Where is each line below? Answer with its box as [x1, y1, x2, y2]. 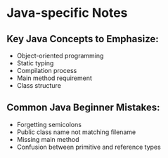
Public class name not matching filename [16, 128, 136, 136]
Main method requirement [16, 74, 93, 82]
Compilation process [16, 67, 77, 74]
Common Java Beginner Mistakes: [6, 102, 160, 114]
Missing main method [16, 135, 79, 143]
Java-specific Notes [6, 5, 128, 21]
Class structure [16, 81, 61, 89]
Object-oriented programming [16, 51, 104, 60]
